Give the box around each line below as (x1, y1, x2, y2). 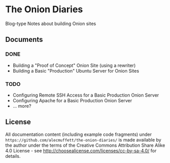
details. (5, 153, 21, 159)
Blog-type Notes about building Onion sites (5, 20, 96, 27)
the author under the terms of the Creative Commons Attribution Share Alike (5, 142, 165, 148)
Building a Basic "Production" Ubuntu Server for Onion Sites (12, 67, 139, 74)
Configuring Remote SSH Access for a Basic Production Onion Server (12, 92, 159, 98)
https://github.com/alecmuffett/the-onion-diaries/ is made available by (5, 136, 162, 143)
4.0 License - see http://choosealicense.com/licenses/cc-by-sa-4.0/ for (5, 147, 157, 154)
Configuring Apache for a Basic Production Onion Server (12, 97, 132, 103)
